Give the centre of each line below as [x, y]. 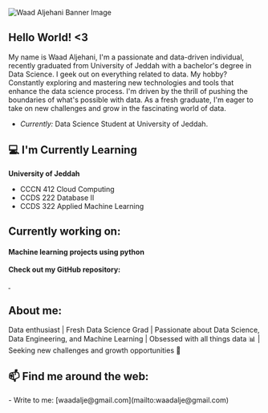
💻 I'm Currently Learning [73, 150]
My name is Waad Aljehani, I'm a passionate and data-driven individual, [126, 57]
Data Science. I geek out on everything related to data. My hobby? [118, 74]
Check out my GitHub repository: [65, 270]
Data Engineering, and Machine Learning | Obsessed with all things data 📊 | [134, 339]
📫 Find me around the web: [79, 376]
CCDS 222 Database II [57, 198]
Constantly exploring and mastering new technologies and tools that [121, 82]
